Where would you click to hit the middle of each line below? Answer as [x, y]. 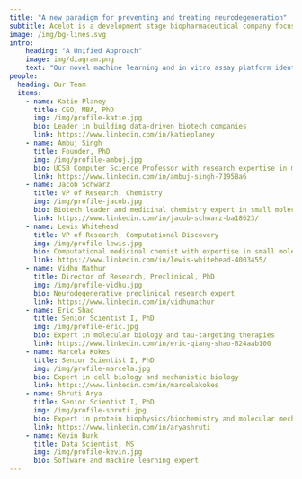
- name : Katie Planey [66, 101]
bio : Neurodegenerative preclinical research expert [134, 293]
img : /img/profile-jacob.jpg [88, 202]
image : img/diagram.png [70, 59]
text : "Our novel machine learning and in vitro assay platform [148, 68]
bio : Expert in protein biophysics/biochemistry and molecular [154, 419]
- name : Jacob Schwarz [68, 185]
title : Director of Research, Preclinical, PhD [124, 277]
